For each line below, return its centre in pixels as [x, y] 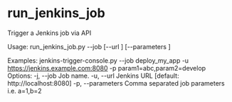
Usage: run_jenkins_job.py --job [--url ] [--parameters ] [89, 46]
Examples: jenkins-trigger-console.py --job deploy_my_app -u [98, 60]
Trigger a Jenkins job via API [49, 33]
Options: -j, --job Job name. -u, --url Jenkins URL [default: [93, 76]
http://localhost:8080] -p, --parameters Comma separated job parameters [116, 83]
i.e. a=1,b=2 [25, 91]
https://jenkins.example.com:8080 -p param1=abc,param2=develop [107, 68]
